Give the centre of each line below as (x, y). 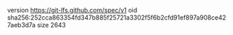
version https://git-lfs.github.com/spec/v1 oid (72, 10)
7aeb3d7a (22, 25)
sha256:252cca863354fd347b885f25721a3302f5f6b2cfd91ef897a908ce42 (116, 17)
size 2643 (52, 25)
